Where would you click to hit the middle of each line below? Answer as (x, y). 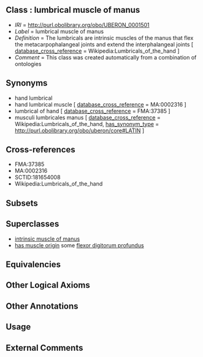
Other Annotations (42, 306)
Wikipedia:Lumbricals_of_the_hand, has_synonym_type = (87, 124)
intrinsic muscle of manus (47, 239)
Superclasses (33, 224)
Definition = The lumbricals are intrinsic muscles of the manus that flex (104, 38)
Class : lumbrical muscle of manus (73, 10)
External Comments (44, 348)
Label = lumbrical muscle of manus (59, 31)
